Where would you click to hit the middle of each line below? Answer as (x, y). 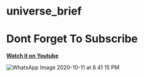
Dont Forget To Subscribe (72, 39)
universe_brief (44, 11)
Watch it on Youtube (33, 56)
